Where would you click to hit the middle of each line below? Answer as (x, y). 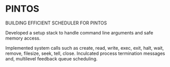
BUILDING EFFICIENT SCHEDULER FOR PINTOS (56, 23)
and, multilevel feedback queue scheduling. (51, 58)
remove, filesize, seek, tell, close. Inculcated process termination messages (85, 53)
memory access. (23, 38)
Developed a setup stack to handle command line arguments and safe (79, 32)
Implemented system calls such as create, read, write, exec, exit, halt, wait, (85, 48)
